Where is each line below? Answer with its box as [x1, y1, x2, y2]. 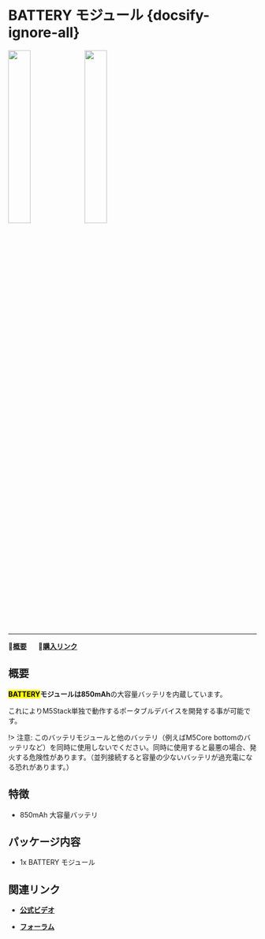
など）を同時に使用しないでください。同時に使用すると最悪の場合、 [28, 742, 250, 752]
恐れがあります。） [14, 762, 73, 772]
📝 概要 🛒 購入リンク [8, 641, 77, 650]
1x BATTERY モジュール [19, 858, 96, 867]
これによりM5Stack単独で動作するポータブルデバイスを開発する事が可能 [8, 706, 244, 715]
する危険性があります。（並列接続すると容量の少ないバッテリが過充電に [14, 752, 246, 762]
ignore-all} [8, 24, 80, 42]
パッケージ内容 [8, 835, 81, 848]
